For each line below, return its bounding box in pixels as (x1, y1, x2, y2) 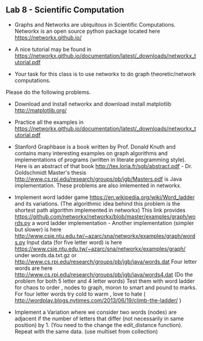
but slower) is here (14, 226, 62, 233)
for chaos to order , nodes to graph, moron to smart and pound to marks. (14, 283, 197, 291)
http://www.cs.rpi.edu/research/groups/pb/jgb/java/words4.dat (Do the (14, 271, 193, 278)
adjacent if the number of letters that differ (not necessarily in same (14, 315, 184, 322)
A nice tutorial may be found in (14, 46, 92, 53)
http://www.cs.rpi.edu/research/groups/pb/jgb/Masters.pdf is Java (14, 175, 182, 183)
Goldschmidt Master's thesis (14, 169, 86, 176)
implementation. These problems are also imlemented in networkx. (14, 181, 182, 189)
